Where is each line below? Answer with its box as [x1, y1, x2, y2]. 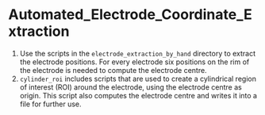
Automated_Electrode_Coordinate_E [8, 6, 252, 24]
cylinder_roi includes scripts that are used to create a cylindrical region [19, 74, 256, 83]
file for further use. [19, 99, 82, 109]
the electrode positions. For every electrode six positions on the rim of [19, 57, 250, 67]
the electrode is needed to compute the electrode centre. [19, 65, 208, 75]
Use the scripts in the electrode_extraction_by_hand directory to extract [19, 48, 256, 58]
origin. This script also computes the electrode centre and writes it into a [19, 90, 258, 100]
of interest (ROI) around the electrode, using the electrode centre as [19, 82, 242, 92]
